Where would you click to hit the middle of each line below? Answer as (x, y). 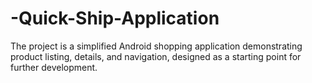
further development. (54, 67)
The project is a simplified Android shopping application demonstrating (156, 46)
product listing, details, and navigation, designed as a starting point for (156, 56)
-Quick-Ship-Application (115, 18)
